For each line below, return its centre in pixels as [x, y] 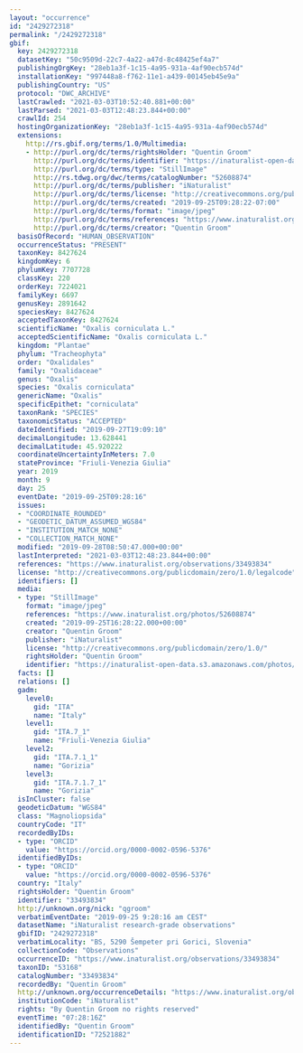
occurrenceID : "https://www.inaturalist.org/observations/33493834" [149, 959]
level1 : [40, 724]
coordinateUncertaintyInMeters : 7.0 [86, 455]
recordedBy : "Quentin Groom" [72, 984]
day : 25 [32, 488]
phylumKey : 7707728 [54, 270]
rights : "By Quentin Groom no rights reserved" [109, 1010]
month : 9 [34, 480]
